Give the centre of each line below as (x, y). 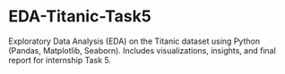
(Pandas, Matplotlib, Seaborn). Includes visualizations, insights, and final (142, 50)
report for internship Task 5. (60, 60)
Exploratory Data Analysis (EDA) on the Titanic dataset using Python (134, 41)
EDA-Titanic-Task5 (80, 16)
